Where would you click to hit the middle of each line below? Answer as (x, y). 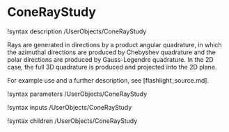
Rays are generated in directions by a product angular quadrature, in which (115, 44)
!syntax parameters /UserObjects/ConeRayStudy (77, 94)
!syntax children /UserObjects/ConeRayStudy (72, 121)
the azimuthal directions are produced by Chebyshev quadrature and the (111, 52)
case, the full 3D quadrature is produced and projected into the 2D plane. (112, 67)
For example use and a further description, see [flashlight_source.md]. (108, 80)
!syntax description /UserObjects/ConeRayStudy (77, 31)
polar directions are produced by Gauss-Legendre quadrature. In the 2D (110, 59)
